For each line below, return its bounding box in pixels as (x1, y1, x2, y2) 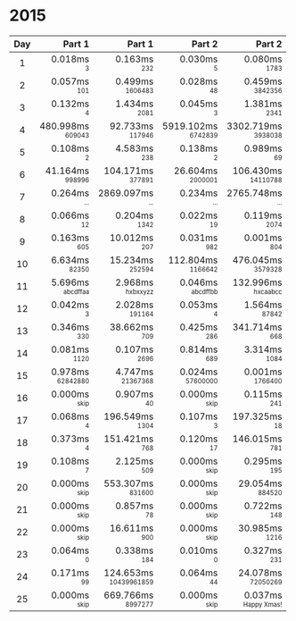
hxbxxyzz (125, 287, 154, 296)
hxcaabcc (253, 287, 283, 296)
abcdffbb (191, 287, 218, 296)
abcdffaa (62, 287, 90, 296)
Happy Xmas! (243, 600, 283, 608)
